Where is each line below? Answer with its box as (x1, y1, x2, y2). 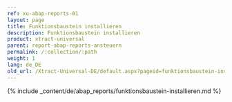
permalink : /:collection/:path (7, 49, 97, 56)
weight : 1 (7, 55, 36, 62)
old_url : (7, 68, 32, 74)
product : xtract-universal (7, 36, 85, 43)
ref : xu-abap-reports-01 (7, 10, 79, 17)
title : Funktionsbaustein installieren (7, 23, 122, 30)
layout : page (7, 17, 45, 23)
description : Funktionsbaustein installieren (7, 29, 140, 37)
